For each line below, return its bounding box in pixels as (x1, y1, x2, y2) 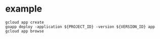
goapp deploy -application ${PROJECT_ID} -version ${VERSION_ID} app (5, 24, 155, 29)
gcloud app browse (5, 28, 44, 33)
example (5, 3, 43, 15)
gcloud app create (5, 20, 44, 25)
